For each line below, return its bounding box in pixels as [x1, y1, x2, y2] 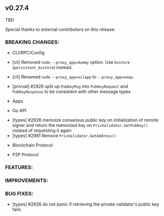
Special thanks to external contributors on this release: [5, 26, 116, 32]
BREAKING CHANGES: [5, 39, 60, 46]
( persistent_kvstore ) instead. [12, 65, 73, 71]
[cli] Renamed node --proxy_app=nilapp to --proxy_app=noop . [12, 74, 134, 80]
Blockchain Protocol [12, 142, 53, 148]
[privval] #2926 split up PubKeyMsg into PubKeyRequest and [12, 83, 129, 90]
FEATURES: [5, 164, 33, 171]
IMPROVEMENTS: [5, 177, 48, 184]
